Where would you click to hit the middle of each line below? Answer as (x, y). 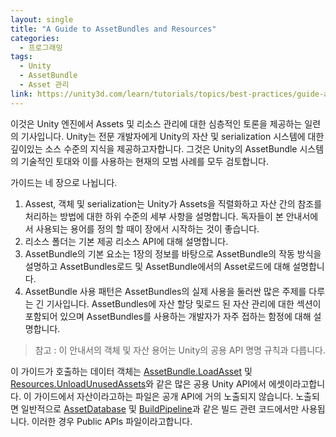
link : (21, 94)
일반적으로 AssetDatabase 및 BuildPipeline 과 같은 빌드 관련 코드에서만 (160, 408)
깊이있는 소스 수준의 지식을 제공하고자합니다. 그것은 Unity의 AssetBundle (154, 148)
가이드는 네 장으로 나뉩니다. (64, 182)
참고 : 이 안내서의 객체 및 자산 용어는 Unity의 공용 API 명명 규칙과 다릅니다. (180, 350)
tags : (21, 57)
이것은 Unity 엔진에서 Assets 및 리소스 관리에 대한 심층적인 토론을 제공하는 (156, 123)
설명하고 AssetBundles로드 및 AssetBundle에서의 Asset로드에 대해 (157, 266)
